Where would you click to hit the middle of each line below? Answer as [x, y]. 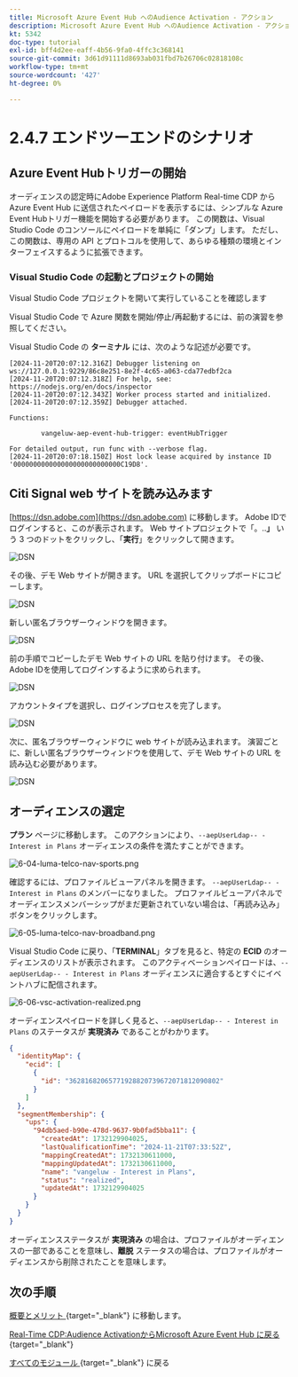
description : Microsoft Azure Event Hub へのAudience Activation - [135, 26]
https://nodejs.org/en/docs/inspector [81, 387]
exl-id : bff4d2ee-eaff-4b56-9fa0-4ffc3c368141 [97, 51]
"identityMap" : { [49, 1057]
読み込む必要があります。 [55, 763]
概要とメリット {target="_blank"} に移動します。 [98, 1315]
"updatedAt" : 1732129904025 [93, 1188]
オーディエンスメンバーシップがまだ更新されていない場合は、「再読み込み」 [147, 904]
